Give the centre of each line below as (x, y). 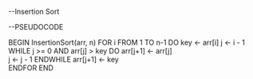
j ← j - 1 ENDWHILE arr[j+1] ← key (64, 59)
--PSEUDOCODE (36, 27)
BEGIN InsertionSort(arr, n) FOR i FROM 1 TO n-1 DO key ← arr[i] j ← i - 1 (126, 42)
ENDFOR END (31, 68)
